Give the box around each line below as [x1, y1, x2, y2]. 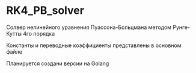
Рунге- [172, 24, 191, 31]
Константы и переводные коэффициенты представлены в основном [6, 42, 182, 49]
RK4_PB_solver [6, 4, 84, 17]
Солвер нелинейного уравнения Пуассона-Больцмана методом [6, 24, 172, 31]
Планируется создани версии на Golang [6, 60, 109, 67]
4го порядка [23, 30, 55, 37]
